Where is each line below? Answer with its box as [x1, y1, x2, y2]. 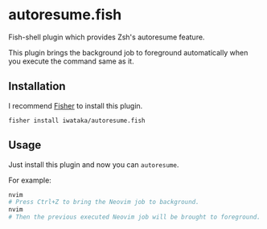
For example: [8, 175, 52, 185]
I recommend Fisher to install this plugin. [8, 100, 143, 110]
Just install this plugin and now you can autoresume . [8, 159, 179, 170]
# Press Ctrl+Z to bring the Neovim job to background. [8, 198, 199, 207]
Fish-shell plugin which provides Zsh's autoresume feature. [8, 32, 205, 42]
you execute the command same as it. [8, 56, 134, 66]
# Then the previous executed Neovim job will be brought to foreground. [8, 213, 261, 222]
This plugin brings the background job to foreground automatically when [8, 47, 249, 57]
